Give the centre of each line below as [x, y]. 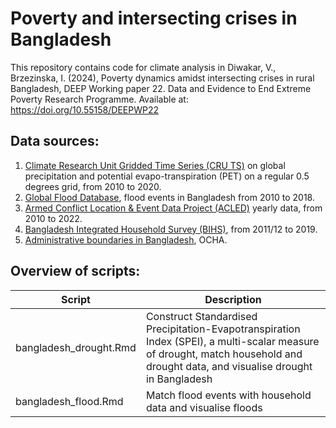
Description [233, 299]
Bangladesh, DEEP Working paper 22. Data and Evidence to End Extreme [161, 88]
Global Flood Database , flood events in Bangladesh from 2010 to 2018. [169, 197]
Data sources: [55, 141]
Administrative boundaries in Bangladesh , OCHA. [126, 239]
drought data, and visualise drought [229, 366]
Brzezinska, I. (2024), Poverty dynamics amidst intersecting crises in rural [162, 78]
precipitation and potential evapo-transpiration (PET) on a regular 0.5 [167, 176]
